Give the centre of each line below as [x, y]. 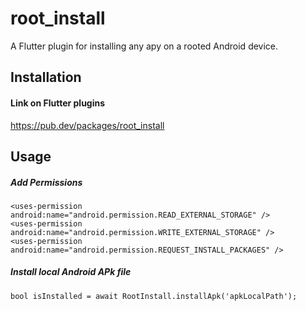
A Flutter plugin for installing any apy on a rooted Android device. [144, 46]
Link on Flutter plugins [58, 103]
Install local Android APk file [71, 272]
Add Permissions [46, 182]
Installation [46, 77]
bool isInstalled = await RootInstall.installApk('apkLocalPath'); [154, 296]
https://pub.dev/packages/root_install [87, 125]
